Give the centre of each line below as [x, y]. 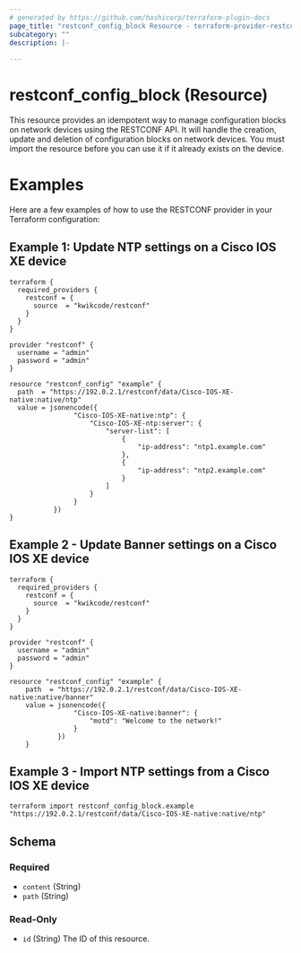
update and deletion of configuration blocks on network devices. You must [147, 139]
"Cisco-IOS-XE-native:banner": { [136, 713]
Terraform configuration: [55, 219]
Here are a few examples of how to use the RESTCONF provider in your [141, 210]
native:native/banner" [52, 697]
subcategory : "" [39, 34]
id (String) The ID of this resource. [86, 939]
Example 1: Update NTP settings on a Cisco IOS [143, 247]
